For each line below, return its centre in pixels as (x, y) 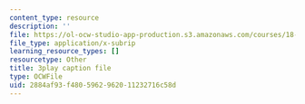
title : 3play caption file (60, 69)
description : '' (40, 26)
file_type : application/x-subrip (73, 43)
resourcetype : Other (49, 60)
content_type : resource (54, 18)
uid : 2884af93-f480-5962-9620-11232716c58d (93, 85)
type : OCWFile (36, 77)
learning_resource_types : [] (64, 52)
